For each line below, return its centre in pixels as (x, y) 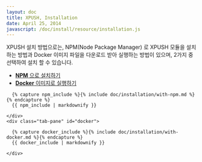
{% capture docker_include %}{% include (64, 132)
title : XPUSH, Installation (42, 18)
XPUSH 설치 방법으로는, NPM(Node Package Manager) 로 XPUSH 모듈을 (96, 47)
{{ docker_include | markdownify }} (58, 143)
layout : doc (21, 12)
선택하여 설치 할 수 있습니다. (40, 62)
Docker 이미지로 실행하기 (46, 83)
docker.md (19, 138)
